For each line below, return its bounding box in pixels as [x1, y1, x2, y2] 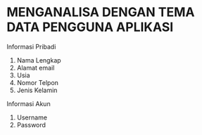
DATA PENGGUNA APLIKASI [6, 19, 174, 35]
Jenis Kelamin [16, 86, 58, 94]
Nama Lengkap [16, 56, 61, 64]
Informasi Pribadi [6, 42, 56, 51]
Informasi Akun [6, 99, 51, 108]
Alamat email [16, 63, 55, 72]
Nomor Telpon [16, 78, 59, 86]
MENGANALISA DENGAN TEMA [6, 4, 195, 20]
